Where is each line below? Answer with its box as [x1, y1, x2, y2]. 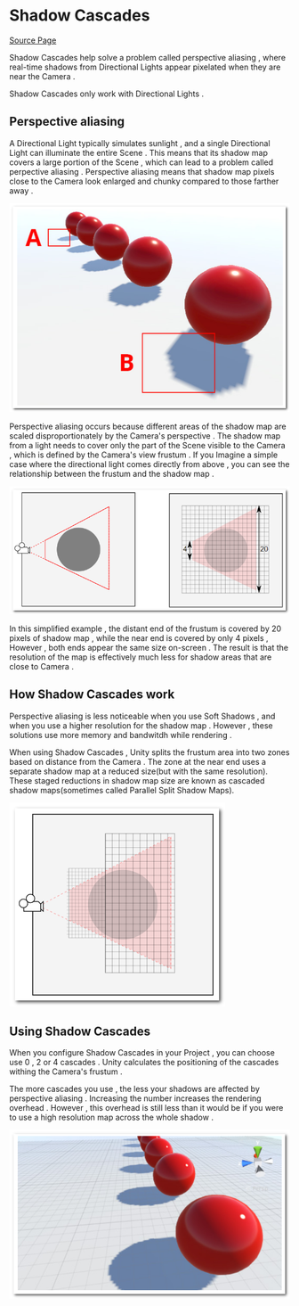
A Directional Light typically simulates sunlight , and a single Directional [9, 137, 271, 148]
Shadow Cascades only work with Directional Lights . [9, 88, 205, 99]
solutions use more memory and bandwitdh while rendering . [9, 729, 232, 740]
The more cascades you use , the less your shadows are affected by [9, 1084, 261, 1095]
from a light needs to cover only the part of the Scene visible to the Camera [9, 439, 287, 450]
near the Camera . [9, 70, 76, 81]
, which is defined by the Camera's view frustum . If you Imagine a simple [9, 449, 279, 460]
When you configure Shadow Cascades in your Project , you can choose [9, 1047, 276, 1058]
